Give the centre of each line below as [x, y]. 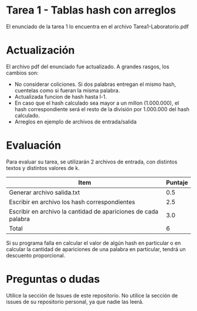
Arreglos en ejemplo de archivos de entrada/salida [75, 122]
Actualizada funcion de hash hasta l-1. [61, 96]
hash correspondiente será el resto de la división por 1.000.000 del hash [102, 109]
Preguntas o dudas [53, 279]
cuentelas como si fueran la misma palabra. [67, 90]
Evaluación [34, 146]
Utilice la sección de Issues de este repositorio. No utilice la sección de [92, 295]
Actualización [40, 50]
